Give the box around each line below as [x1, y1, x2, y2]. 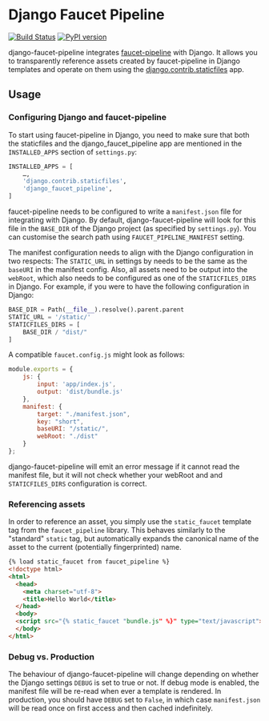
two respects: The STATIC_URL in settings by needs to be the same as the [8, 256, 248, 266]
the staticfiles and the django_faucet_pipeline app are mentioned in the [8, 138, 243, 148]
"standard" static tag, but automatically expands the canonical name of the [8, 534, 259, 543]
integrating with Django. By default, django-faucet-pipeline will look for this [8, 215, 256, 225]
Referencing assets [8, 499, 86, 510]
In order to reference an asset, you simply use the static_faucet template [8, 517, 252, 527]
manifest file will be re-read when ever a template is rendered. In [8, 687, 222, 696]
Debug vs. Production [8, 651, 94, 662]
